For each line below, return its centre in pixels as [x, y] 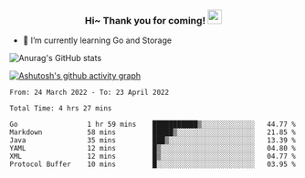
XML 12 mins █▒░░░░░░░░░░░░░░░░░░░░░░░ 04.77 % [153, 157]
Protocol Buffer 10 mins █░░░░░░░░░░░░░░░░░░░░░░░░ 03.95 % [153, 164]
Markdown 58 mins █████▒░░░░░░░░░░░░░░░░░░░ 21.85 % [153, 132]
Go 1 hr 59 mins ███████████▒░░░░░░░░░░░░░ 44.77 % [153, 125]
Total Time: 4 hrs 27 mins [61, 109]
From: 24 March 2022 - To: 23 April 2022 [89, 93]
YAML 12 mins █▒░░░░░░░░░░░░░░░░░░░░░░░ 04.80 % [153, 149]
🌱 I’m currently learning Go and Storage [97, 40]
